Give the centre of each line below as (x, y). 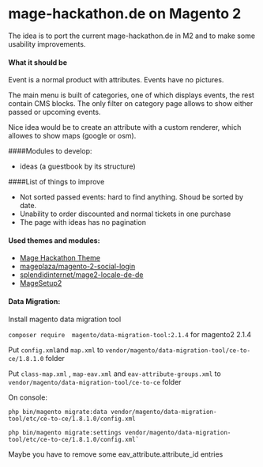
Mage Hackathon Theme (60, 258)
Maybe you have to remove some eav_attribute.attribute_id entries (116, 454)
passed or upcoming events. (54, 112)
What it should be (38, 62)
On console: (28, 397)
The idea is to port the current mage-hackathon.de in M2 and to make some (131, 36)
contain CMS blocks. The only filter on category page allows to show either (131, 104)
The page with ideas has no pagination (83, 222)
